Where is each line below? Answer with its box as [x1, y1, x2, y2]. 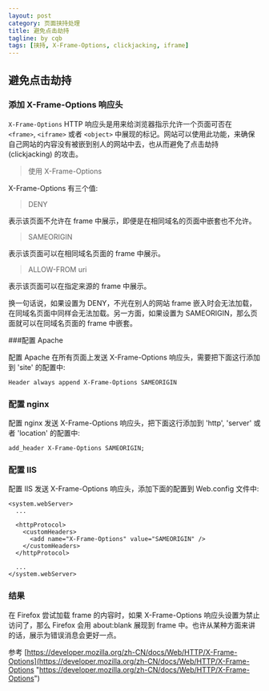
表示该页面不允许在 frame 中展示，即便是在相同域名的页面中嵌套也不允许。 [8, 216, 256, 226]
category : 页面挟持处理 [8, 19, 80, 27]
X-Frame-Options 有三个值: [8, 183, 98, 193]
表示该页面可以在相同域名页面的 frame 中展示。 [8, 248, 166, 258]
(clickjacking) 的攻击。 [8, 149, 82, 159]
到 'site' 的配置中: [8, 362, 66, 372]
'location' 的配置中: [17, 429, 80, 438]
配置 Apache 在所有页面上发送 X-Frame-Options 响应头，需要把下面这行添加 [8, 352, 261, 362]
